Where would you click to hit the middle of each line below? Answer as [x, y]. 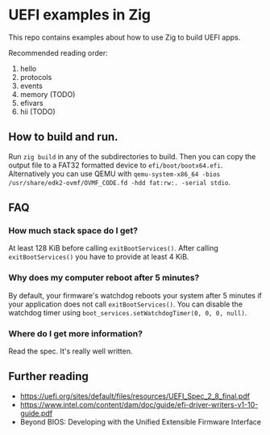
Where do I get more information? [76, 333]
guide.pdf [36, 413]
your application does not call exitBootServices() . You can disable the [126, 304]
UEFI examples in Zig [80, 15]
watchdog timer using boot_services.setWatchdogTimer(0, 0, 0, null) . [128, 312]
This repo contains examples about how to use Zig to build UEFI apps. [125, 37]
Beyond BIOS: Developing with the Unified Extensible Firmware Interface [141, 421]
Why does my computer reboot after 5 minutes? [104, 278]
